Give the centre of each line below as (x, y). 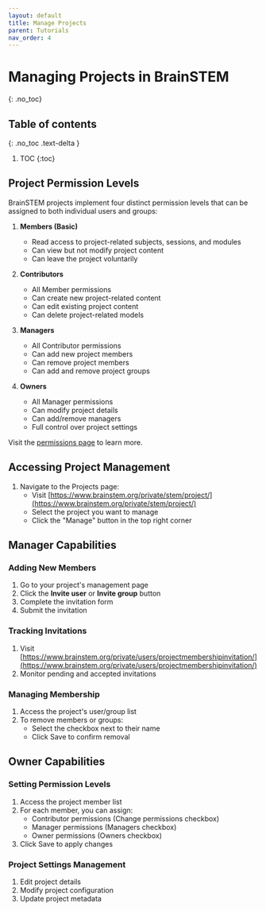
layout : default (35, 15)
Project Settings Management (67, 864)
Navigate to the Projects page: (69, 486)
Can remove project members (80, 362)
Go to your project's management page (84, 585)
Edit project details (50, 882)
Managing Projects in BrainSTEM (119, 77)
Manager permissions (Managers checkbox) (104, 827)
